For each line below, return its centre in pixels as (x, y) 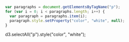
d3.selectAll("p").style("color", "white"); (45, 35)
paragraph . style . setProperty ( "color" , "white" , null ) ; (67, 21)
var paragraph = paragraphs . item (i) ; (48, 16)
